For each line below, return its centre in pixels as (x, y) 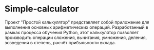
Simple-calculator (42, 9)
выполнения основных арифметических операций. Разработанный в (77, 27)
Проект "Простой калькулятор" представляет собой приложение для (77, 22)
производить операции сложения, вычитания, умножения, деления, (76, 37)
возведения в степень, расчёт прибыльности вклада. (60, 42)
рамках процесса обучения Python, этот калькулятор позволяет (72, 32)
